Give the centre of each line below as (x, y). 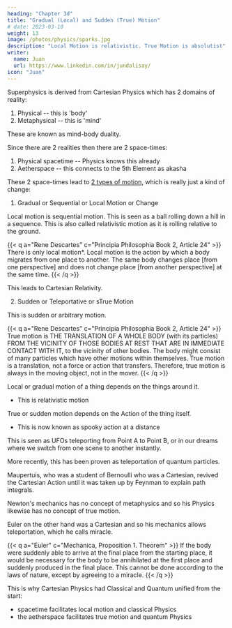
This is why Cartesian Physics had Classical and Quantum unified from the (114, 588)
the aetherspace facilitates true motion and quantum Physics (105, 616)
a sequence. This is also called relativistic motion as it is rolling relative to (112, 223)
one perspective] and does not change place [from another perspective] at (115, 267)
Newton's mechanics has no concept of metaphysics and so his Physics (111, 503)
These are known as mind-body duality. (64, 134)
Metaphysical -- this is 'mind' (59, 120)
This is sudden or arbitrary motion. (57, 315)
